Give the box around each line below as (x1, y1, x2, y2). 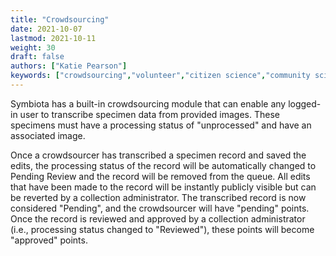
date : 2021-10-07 (10, 24, 83, 34)
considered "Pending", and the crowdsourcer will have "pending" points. (10, 202, 310, 214)
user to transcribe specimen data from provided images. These (19, 108, 280, 120)
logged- (288, 97, 322, 110)
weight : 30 (10, 42, 56, 53)
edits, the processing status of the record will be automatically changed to (10, 159, 317, 171)
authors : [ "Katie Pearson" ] (10, 61, 128, 71)
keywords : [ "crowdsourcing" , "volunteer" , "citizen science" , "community (10, 71, 311, 81)
